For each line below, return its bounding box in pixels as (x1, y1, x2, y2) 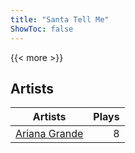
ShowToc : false (10, 24, 74, 34)
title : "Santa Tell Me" (10, 14, 110, 25)
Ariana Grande (15, 127, 84, 141)
